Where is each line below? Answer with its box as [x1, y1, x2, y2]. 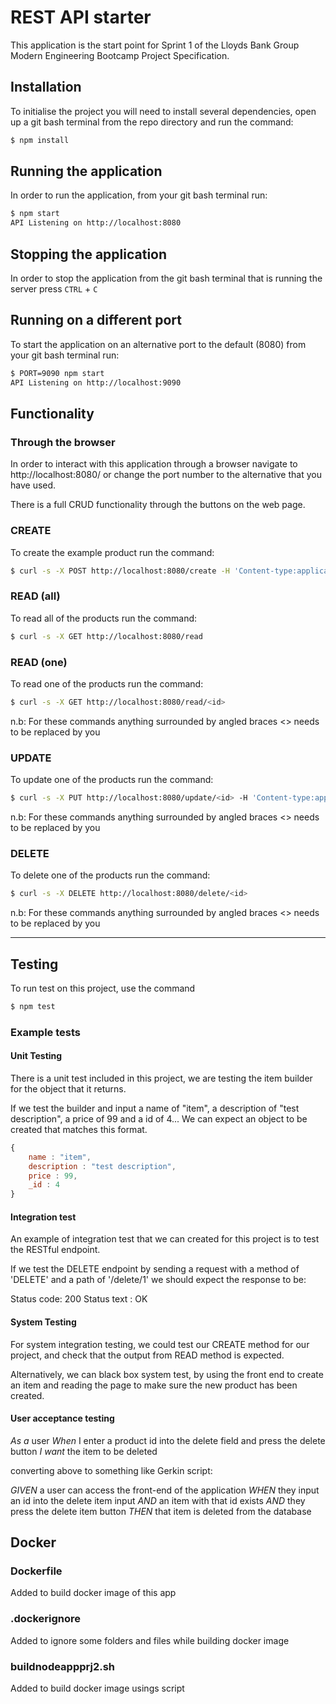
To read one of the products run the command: [10, 677, 204, 690]
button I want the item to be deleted [10, 1445, 158, 1457]
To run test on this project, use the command [10, 982, 196, 994]
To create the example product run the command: [10, 546, 215, 558]
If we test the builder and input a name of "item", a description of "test [10, 1102, 300, 1114]
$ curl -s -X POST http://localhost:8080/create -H [10, 566, 230, 576]
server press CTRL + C [10, 283, 98, 295]
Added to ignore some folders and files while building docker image [10, 1634, 290, 1646]
